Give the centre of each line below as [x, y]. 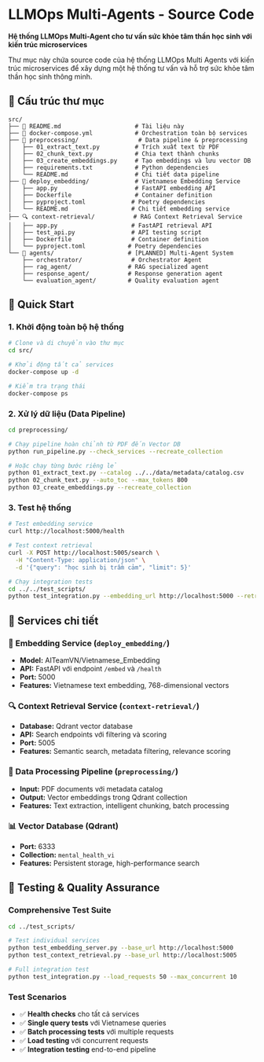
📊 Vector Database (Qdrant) [64, 826]
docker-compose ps [38, 393]
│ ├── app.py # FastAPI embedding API [112, 188]
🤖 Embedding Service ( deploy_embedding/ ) [89, 643]
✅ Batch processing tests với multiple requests [97, 1032]
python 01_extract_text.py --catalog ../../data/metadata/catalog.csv [126, 473]
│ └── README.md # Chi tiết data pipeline [114, 175]
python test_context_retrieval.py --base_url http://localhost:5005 [123, 955]
